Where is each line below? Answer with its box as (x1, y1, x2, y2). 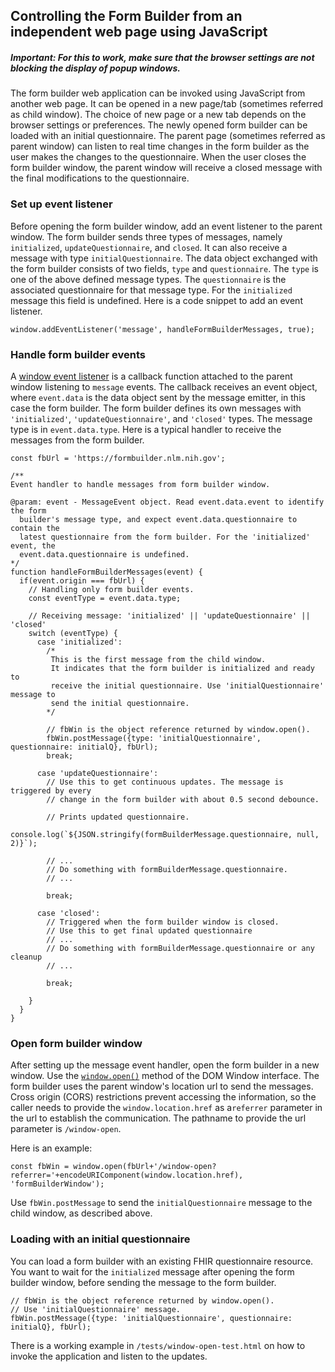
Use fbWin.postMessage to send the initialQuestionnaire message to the (10, 1197, 313, 1209)
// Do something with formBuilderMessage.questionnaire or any (46, 943, 315, 953)
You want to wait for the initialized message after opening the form (10, 1265, 295, 1278)
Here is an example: (10, 1142, 93, 1154)
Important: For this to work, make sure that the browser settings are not (10, 51, 315, 63)
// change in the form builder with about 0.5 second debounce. (46, 794, 320, 804)
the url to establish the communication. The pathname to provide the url (10, 1112, 307, 1124)
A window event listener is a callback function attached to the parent (10, 370, 293, 382)
